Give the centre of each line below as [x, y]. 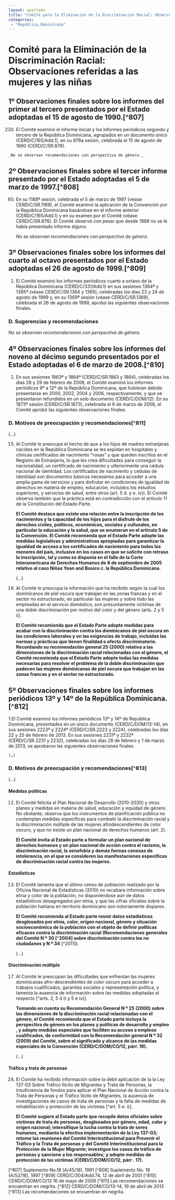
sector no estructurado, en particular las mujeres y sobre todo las [85, 599]
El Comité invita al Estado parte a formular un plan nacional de [83, 840]
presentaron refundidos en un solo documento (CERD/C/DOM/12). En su [92, 399]
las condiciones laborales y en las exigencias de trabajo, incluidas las [91, 636]
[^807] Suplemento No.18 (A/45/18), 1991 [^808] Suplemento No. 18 [79, 1170]
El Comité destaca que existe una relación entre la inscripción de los [90, 514]
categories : [21, 19]
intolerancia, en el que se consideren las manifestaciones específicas [91, 856]
